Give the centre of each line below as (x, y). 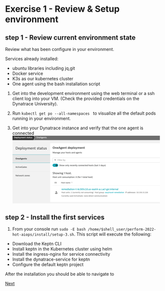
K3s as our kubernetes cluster (43, 79)
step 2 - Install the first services (55, 217)
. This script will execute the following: (113, 234)
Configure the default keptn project (48, 265)
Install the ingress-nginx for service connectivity (61, 254)
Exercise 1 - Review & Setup (62, 9)
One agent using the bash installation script (56, 84)
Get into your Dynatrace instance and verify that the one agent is (78, 128)
